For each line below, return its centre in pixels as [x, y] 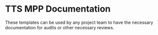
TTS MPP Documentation [58, 9]
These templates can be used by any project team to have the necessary [79, 22]
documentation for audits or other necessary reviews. [60, 27]
